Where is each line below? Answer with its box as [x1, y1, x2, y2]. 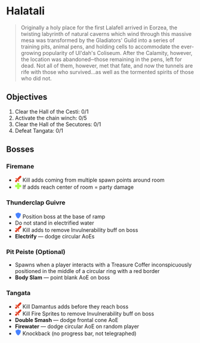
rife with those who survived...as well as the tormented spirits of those [20, 68, 194, 75]
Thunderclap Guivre [6, 198, 66, 207]
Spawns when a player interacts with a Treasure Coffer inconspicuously [14, 261, 192, 268]
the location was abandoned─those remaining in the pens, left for [20, 56, 182, 63]
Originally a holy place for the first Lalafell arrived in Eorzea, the [20, 24, 178, 31]
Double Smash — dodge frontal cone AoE [14, 317, 119, 324]
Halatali [6, 4, 45, 18]
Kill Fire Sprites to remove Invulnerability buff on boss [22, 310, 154, 317]
